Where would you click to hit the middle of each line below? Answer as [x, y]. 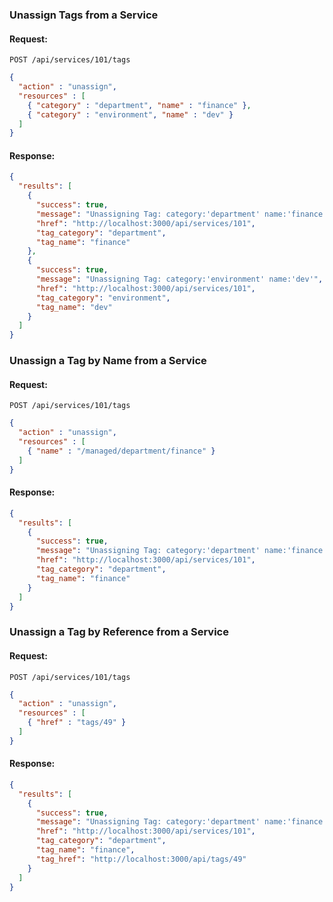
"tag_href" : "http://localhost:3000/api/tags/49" [141, 859]
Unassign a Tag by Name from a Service [108, 361]
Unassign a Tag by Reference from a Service [119, 632]
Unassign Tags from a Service [84, 15]
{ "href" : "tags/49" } [77, 723]
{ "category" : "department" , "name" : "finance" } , [139, 105]
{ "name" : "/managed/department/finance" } [121, 451]
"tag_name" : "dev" [74, 307]
